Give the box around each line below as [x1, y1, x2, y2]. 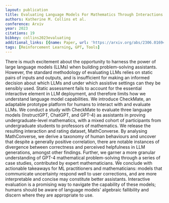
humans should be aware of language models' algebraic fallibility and [5, 186, 149, 192]
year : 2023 [5, 26, 28, 31]
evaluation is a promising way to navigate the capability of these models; [5, 181, 156, 187]
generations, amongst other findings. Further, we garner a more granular [5, 149, 156, 155]
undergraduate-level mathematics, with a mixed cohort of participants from [5, 117, 161, 123]
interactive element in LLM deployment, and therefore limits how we [5, 90, 146, 96]
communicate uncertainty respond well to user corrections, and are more [5, 170, 157, 176]
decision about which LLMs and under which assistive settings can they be [5, 80, 161, 86]
